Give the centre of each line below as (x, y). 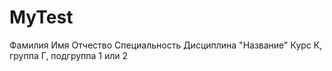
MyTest (41, 17)
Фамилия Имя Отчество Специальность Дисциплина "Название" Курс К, (166, 45)
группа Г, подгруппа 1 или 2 (69, 55)
